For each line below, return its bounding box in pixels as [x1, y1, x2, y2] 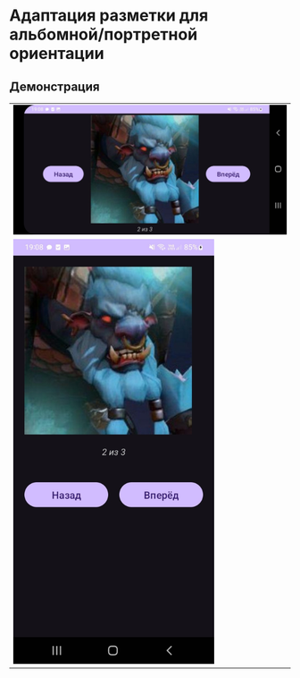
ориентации [9, 44, 104, 64]
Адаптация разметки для [9, 5, 209, 26]
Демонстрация [9, 79, 100, 94]
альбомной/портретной [9, 24, 198, 45]
